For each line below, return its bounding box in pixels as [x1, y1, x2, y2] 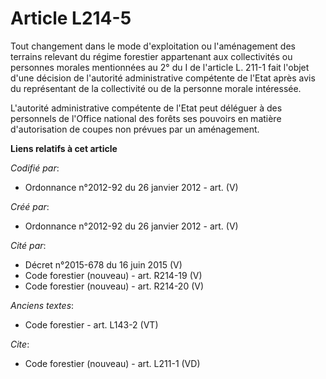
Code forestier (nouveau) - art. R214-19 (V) [24, 269, 203, 281]
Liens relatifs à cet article [10, 142, 118, 154]
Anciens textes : [10, 299, 75, 311]
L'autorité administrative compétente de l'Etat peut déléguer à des [10, 102, 283, 114]
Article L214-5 [10, 7, 132, 30]
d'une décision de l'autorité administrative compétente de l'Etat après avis [10, 72, 316, 84]
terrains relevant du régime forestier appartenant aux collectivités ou [10, 50, 293, 62]
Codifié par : [10, 162, 60, 174]
